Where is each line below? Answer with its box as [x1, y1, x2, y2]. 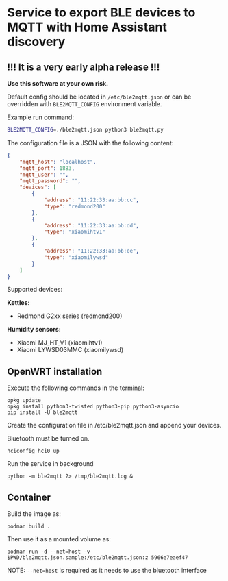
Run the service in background [7, 460, 94, 468]
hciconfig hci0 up [7, 447, 60, 455]
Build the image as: [7, 510, 62, 518]
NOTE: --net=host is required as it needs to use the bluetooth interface [7, 567, 207, 574]
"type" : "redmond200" [43, 203, 106, 210]
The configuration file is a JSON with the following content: [7, 138, 174, 147]
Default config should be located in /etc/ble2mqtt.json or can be [7, 92, 192, 101]
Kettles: [7, 299, 30, 307]
